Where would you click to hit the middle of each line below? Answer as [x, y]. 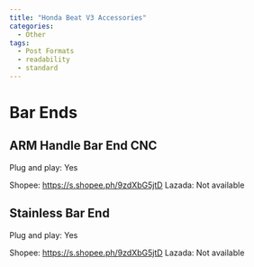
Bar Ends [44, 113]
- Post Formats [46, 51]
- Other [32, 34]
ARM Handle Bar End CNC [83, 146]
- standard [38, 69]
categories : [32, 26]
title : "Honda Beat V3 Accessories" [78, 18]
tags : [19, 43]
